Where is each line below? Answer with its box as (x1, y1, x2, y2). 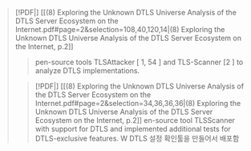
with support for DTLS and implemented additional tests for (34, 124, 232, 133)
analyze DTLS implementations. (34, 66, 140, 75)
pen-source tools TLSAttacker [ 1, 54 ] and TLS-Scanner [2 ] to (34, 57, 244, 67)
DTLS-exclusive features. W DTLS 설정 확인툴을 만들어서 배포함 (34, 133, 240, 143)
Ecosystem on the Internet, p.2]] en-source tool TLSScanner (34, 116, 236, 124)
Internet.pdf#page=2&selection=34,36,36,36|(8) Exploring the (34, 99, 241, 108)
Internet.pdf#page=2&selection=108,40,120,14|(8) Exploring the (14, 25, 225, 34)
